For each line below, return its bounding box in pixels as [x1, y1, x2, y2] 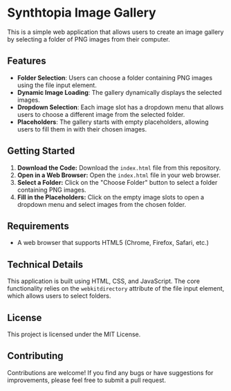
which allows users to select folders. [7, 292, 111, 300]
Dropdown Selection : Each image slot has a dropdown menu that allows [17, 102, 224, 111]
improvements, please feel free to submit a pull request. [7, 376, 166, 384]
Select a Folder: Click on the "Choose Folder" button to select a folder [17, 178, 218, 186]
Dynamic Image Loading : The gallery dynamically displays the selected [17, 88, 223, 96]
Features [7, 55, 46, 67]
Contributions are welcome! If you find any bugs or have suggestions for [7, 368, 214, 376]
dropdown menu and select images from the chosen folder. [17, 200, 187, 208]
